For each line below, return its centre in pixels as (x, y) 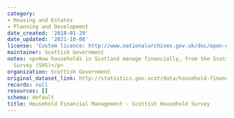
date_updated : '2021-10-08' (48, 40)
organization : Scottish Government (59, 71)
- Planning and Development (48, 26)
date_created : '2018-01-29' (48, 33)
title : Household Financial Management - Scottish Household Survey (109, 104)
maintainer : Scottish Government (56, 53)
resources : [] (28, 91)
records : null (28, 85)
